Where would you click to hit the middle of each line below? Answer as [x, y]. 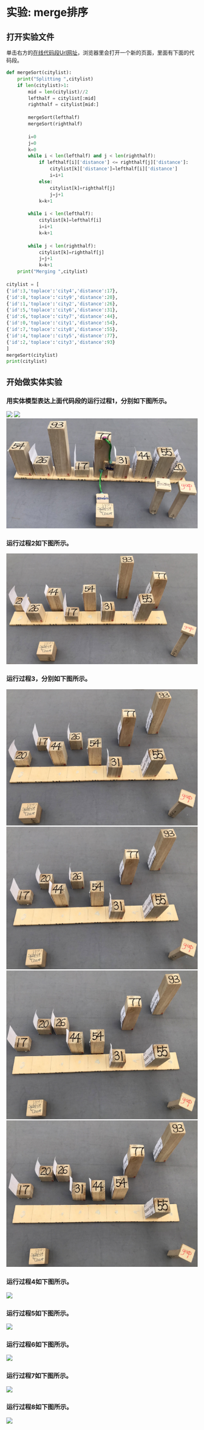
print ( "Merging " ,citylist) [53, 272]
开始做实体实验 [34, 382]
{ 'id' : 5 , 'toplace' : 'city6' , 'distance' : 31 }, [62, 310]
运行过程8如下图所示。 [39, 1407]
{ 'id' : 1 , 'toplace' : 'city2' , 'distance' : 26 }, [62, 304]
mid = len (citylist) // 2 [58, 92]
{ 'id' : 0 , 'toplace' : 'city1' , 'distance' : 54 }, [62, 323]
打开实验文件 [30, 37]
